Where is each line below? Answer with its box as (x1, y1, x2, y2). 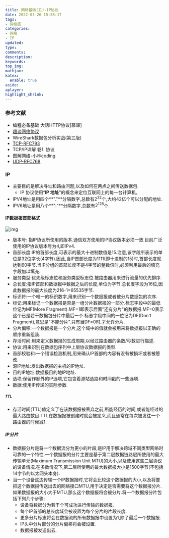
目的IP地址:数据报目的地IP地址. (12, 369, 76, 375)
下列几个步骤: (17, 496, 45, 502)
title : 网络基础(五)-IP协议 (5, 7, 59, 13)
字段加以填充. (12, 268, 41, 274)
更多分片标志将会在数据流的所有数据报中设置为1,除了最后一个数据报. (20, 515, 161, 521)
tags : (5, 17, 17, 22)
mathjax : (5, 69, 24, 74)
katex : (5, 73, 19, 78)
